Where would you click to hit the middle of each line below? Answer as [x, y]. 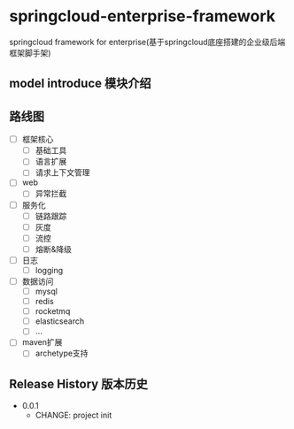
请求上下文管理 [62, 172]
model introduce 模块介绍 [80, 84]
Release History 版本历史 [78, 383]
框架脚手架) [30, 53]
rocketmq [53, 311]
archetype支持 [62, 353]
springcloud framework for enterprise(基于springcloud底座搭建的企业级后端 [147, 42]
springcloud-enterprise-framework [143, 16]
